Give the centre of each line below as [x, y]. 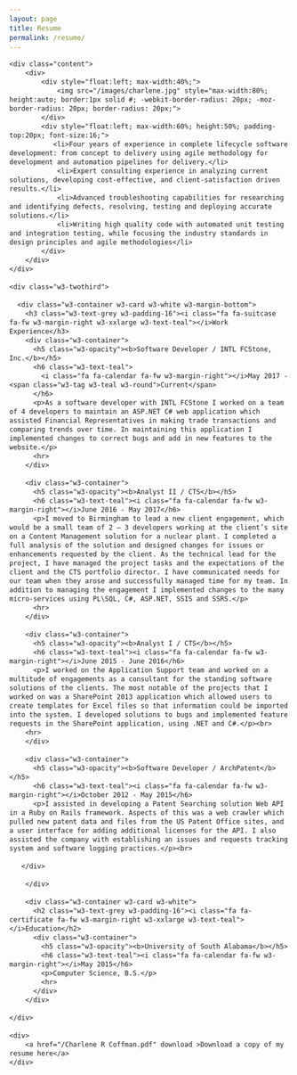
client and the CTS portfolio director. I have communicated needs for [144, 572]
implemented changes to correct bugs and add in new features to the [141, 439]
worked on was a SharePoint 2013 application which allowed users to [141, 697]
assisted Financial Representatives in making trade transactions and [143, 421]
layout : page [33, 19]
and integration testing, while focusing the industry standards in [139, 234]
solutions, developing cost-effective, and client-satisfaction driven [144, 180]
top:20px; [28, 135]
